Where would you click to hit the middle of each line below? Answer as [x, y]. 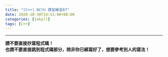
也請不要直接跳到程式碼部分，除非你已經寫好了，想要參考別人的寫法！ [77, 49]
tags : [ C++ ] [17, 24]
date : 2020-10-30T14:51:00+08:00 [40, 14]
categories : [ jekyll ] [28, 19]
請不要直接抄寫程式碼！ [29, 43]
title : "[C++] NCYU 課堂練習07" [37, 10]
